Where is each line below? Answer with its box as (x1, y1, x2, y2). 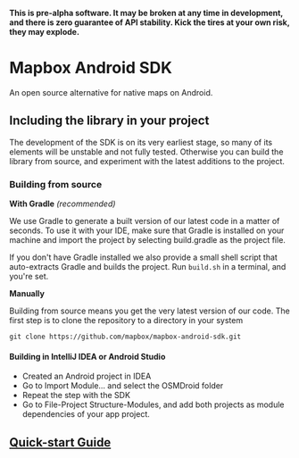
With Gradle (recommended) (9, 198, 116, 209)
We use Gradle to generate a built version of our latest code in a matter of (9, 216, 280, 227)
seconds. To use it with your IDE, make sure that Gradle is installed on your (9, 225, 285, 236)
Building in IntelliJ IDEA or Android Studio (9, 351, 166, 362)
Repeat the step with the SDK (21, 390, 131, 401)
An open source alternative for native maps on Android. (9, 87, 213, 97)
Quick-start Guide (9, 435, 112, 450)
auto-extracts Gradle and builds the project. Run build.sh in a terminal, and (9, 262, 287, 272)
